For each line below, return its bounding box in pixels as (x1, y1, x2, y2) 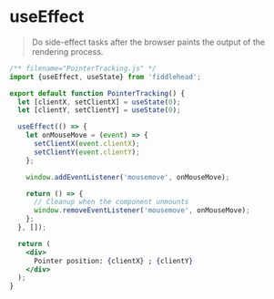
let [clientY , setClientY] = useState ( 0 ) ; (17, 106, 181, 115)
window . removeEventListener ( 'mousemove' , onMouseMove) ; (33, 206, 250, 215)
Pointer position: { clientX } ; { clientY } (33, 256, 194, 265)
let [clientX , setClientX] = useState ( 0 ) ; (17, 98, 181, 107)
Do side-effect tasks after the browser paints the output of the (31, 36, 266, 47)
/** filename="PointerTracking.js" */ (9, 64, 157, 73)
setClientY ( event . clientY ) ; (33, 148, 141, 157)
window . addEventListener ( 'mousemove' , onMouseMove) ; (25, 172, 230, 181)
